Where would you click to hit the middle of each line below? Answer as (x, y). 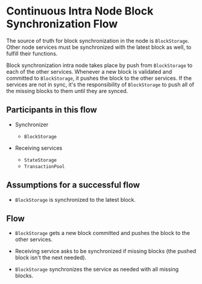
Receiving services (39, 148)
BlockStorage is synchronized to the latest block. (75, 199)
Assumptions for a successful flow (73, 185)
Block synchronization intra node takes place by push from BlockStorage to (99, 65)
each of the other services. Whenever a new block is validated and (89, 71)
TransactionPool (44, 166)
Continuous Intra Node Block (80, 11)
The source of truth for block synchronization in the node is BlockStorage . (98, 40)
